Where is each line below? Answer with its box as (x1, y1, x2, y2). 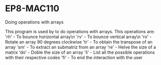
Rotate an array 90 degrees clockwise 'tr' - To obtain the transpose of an (5, 39, 153, 44)
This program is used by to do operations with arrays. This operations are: (5, 28, 155, 34)
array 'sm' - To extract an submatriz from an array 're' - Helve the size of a (5, 44, 156, 50)
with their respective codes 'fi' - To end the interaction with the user (5, 54, 143, 60)
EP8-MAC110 (5, 3, 60, 14)
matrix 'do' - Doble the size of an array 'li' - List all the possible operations (5, 49, 155, 55)
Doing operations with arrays (5, 19, 64, 25)
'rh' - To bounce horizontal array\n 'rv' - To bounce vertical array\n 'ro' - (5, 34, 152, 40)
